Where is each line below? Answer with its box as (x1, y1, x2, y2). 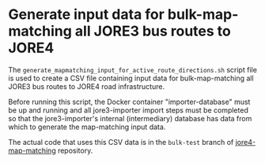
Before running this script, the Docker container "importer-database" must (8, 97, 251, 106)
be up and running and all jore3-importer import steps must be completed (8, 105, 249, 115)
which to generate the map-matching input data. (8, 122, 166, 132)
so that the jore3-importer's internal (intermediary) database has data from (8, 113, 252, 123)
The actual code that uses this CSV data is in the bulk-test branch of (8, 137, 234, 146)
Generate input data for (8, 6, 165, 24)
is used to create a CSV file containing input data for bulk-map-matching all (8, 73, 255, 83)
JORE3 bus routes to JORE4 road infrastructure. (8, 81, 165, 91)
